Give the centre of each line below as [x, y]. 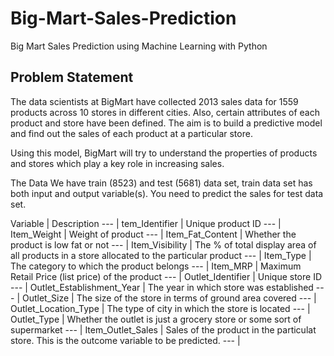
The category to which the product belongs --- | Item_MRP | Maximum [156, 266]
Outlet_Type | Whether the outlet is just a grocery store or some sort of [156, 319]
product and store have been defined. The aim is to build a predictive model [166, 123]
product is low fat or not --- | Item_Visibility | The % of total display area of [163, 244]
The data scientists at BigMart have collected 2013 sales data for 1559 [154, 101]
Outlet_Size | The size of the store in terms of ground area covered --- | [169, 298]
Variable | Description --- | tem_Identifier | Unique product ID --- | [146, 223]
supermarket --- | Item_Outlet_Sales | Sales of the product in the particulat [163, 329]
